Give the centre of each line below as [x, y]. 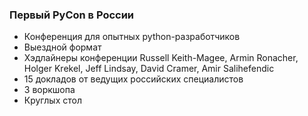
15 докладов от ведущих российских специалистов [133, 79]
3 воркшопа [49, 90]
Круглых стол [52, 100]
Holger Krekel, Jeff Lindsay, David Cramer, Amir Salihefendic [149, 69]
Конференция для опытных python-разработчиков [132, 37]
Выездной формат [62, 47]
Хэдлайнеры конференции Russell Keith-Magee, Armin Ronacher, [161, 58]
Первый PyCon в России [72, 15]
